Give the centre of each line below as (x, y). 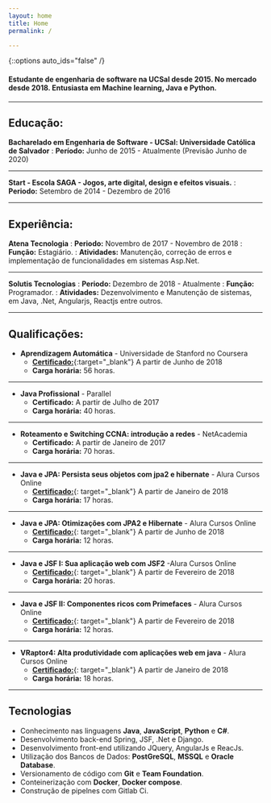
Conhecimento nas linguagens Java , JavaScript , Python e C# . (125, 730)
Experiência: (41, 224)
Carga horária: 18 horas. (73, 679)
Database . (38, 765)
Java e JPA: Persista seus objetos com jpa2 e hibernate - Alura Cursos (140, 474)
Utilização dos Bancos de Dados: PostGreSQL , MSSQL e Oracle (127, 756)
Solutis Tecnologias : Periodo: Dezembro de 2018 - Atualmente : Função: (131, 284)
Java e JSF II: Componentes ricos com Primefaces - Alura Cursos (131, 604)
